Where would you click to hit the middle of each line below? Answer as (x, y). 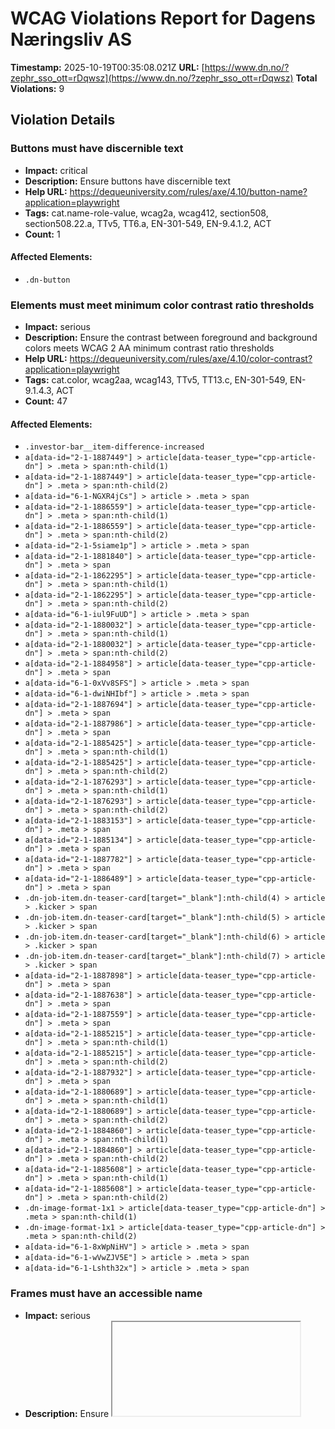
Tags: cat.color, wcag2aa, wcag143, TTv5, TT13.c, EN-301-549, (156, 380)
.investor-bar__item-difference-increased (114, 447)
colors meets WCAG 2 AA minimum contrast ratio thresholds (149, 348)
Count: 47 (46, 401)
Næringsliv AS (71, 39)
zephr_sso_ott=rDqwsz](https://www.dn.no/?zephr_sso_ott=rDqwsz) (152, 78)
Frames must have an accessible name (106, 1294)
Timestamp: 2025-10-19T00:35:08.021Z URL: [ (107, 67)
